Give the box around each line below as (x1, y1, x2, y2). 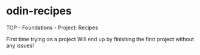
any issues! (6, 42, 34, 49)
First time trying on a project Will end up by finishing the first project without (6, 35, 195, 42)
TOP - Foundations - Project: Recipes (6, 24, 98, 31)
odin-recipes (6, 4, 72, 18)
